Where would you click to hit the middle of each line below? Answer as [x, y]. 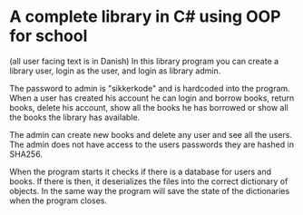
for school [49, 36]
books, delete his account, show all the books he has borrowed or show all [149, 107]
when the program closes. [58, 200]
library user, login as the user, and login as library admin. [115, 71]
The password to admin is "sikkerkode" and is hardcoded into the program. [150, 88]
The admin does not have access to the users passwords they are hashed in [152, 144]
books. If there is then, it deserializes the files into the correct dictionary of [149, 181]
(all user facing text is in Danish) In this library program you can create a [144, 61]
